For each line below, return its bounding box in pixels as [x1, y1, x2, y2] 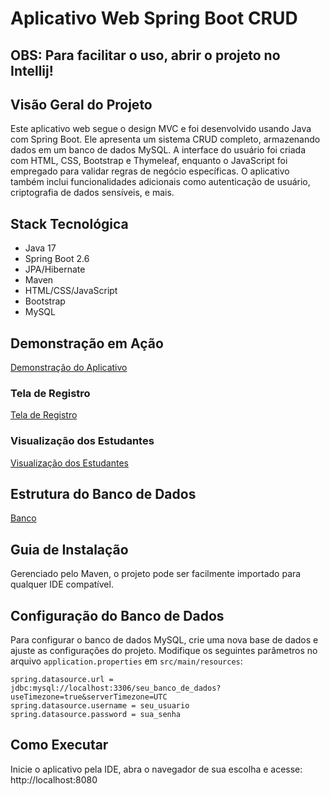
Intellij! [10, 62, 54, 79]
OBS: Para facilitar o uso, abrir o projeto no [10, 47, 281, 64]
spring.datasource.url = [10, 675, 114, 685]
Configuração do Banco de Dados [10, 607, 225, 624]
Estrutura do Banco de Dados [10, 486, 197, 502]
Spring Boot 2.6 [24, 253, 90, 265]
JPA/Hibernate [24, 263, 86, 276]
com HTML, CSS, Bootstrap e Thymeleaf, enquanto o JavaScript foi [10, 155, 288, 167]
